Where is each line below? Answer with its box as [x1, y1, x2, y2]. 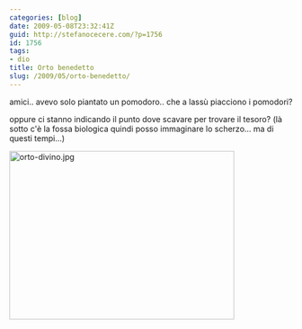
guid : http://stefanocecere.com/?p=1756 [9, 30, 164, 39]
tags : [9, 47, 30, 56]
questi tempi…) [9, 132, 66, 144]
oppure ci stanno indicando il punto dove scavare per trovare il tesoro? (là [9, 113, 283, 124]
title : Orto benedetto [9, 64, 94, 73]
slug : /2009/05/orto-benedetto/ [9, 72, 130, 81]
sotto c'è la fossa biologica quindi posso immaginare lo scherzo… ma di [9, 123, 274, 134]
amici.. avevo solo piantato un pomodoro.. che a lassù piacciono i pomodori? [9, 96, 293, 107]
